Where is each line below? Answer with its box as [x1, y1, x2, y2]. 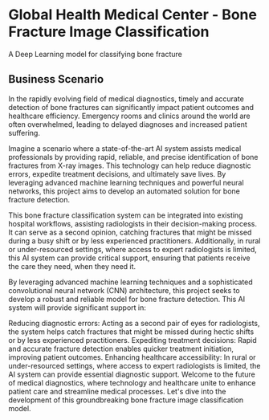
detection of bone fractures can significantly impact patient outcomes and [8, 102, 255, 112]
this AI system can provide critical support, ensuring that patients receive [8, 253, 251, 263]
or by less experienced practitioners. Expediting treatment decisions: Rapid [8, 335, 257, 345]
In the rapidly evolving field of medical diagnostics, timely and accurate [8, 94, 245, 104]
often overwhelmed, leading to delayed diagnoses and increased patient [8, 119, 247, 129]
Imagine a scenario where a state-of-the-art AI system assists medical [8, 143, 242, 153]
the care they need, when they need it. [8, 261, 137, 271]
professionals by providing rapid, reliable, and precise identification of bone [8, 152, 259, 161]
